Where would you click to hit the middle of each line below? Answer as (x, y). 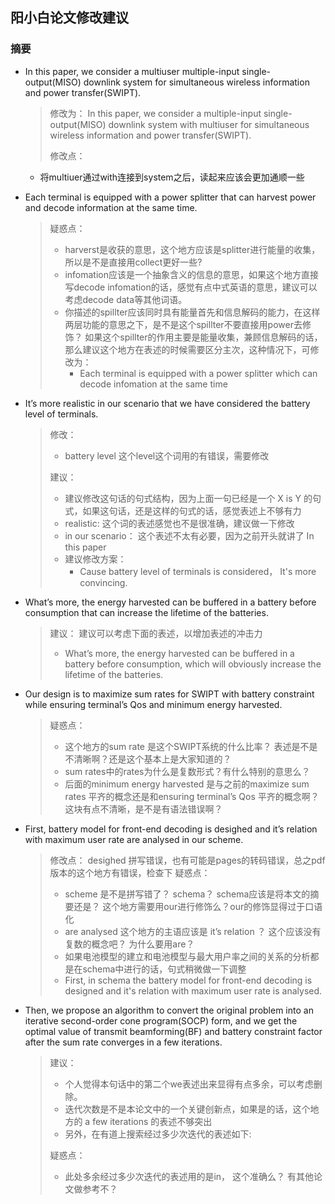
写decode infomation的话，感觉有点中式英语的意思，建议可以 (191, 287)
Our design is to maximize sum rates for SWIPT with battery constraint (169, 694)
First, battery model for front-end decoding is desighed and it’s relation (171, 829)
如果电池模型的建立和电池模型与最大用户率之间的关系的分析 (187, 956)
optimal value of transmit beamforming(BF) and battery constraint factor (173, 1031)
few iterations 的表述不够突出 (152, 1121)
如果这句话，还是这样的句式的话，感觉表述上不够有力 (192, 510)
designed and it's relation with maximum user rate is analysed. (193, 990)
